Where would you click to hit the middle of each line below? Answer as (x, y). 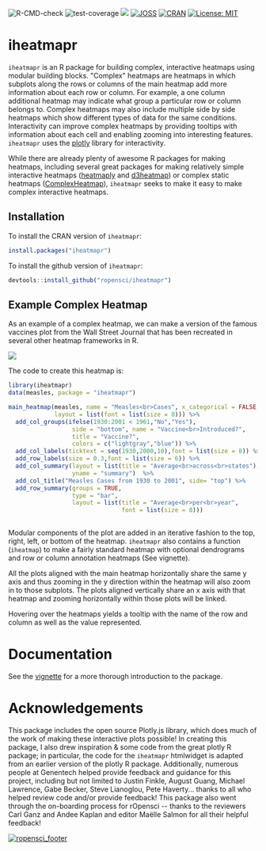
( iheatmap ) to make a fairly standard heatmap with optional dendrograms (127, 550)
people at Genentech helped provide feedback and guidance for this (120, 772)
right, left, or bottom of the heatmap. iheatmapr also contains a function (125, 541)
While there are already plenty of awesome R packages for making (117, 158)
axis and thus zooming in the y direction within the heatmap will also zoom (129, 582)
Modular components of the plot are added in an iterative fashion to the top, (132, 533)
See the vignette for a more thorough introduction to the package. (116, 676)
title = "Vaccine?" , (106, 437)
